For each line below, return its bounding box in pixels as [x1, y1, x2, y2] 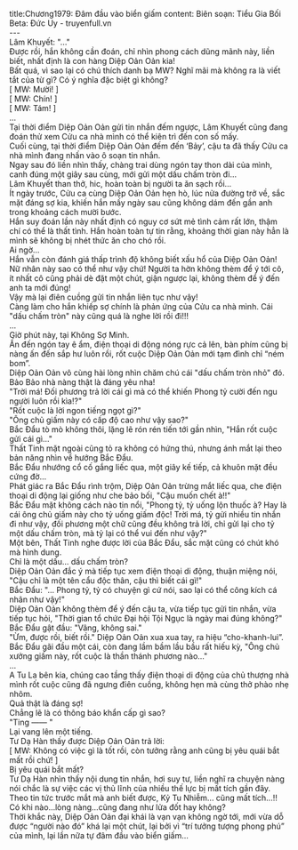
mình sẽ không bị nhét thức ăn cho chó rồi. [9, 236, 166, 245]
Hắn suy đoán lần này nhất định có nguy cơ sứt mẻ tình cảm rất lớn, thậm [9, 216, 278, 227]
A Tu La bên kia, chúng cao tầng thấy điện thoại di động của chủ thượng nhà [9, 670, 289, 680]
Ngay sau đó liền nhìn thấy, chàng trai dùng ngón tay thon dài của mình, [9, 160, 273, 170]
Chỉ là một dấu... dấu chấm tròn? [9, 557, 129, 566]
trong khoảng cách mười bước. [9, 207, 122, 217]
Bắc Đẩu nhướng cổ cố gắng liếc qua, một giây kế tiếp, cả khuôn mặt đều [9, 462, 278, 472]
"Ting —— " [9, 717, 53, 727]
